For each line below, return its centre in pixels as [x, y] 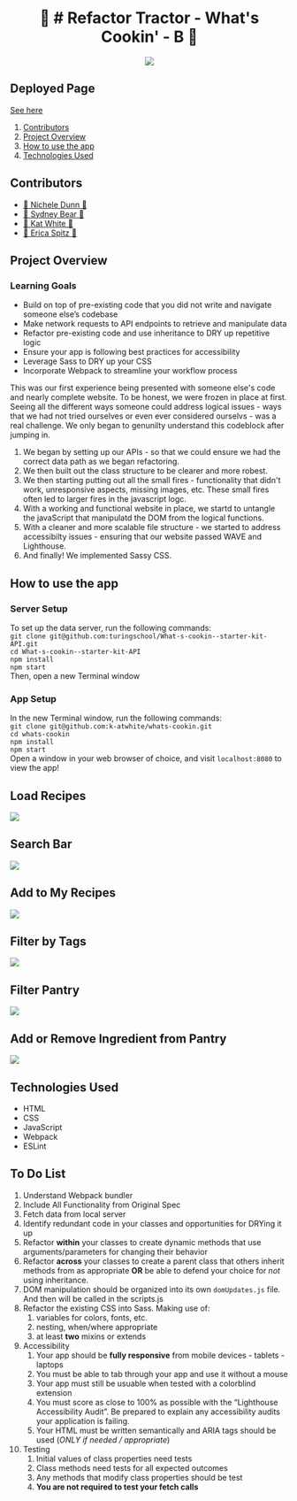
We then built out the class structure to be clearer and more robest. [145, 471]
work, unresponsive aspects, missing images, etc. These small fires [146, 489]
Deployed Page [53, 89]
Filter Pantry [45, 990]
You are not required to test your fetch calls [117, 1487]
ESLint [34, 1146]
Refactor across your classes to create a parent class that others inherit [154, 1261]
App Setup [33, 698]
